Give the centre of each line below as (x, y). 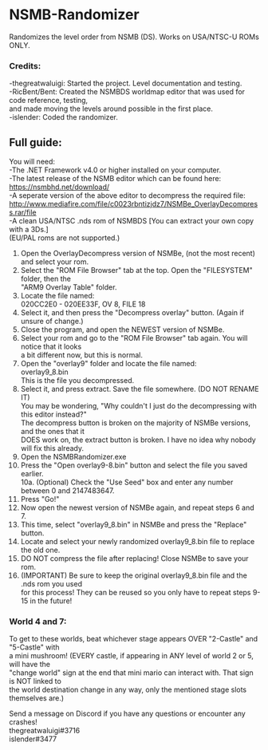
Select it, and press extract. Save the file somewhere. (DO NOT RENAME (140, 389)
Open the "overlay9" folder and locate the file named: (108, 364)
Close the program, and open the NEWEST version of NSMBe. (122, 330)
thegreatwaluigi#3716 (45, 731)
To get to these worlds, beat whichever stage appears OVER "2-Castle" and (134, 639)
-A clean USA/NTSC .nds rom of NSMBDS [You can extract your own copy (132, 221)
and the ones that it (52, 432)
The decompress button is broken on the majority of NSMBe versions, (135, 423)
